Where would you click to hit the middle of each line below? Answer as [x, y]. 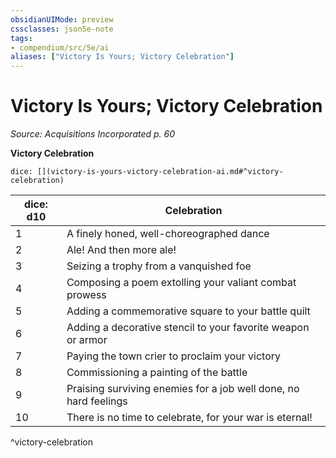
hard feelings [97, 401]
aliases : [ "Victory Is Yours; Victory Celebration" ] [122, 57]
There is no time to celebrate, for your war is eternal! [189, 418]
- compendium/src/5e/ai [60, 47]
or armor [87, 340]
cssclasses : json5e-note [62, 29]
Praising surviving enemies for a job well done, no [183, 389]
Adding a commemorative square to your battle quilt [188, 311]
